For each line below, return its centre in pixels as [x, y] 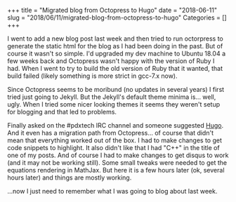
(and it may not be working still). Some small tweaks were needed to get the [117, 163]
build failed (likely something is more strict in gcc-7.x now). [92, 76]
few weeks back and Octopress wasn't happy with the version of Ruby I [111, 61]
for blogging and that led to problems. [62, 112]
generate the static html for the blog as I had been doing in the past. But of [115, 46]
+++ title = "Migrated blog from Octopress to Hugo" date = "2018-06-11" [112, 10]
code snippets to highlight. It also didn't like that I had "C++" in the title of [113, 148]
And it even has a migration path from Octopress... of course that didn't [111, 133]
